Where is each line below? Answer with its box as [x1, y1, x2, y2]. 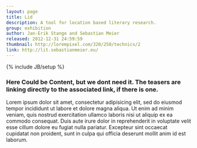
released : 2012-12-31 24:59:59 [6, 36, 83, 42]
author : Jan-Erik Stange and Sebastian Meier [6, 31, 119, 37]
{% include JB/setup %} [6, 63, 65, 70]
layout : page [6, 8, 38, 15]
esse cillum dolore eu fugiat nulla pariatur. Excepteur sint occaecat [6, 124, 168, 131]
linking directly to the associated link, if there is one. [6, 85, 159, 93]
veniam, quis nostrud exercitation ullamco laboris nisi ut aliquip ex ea [6, 111, 173, 119]
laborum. [6, 136, 28, 143]
